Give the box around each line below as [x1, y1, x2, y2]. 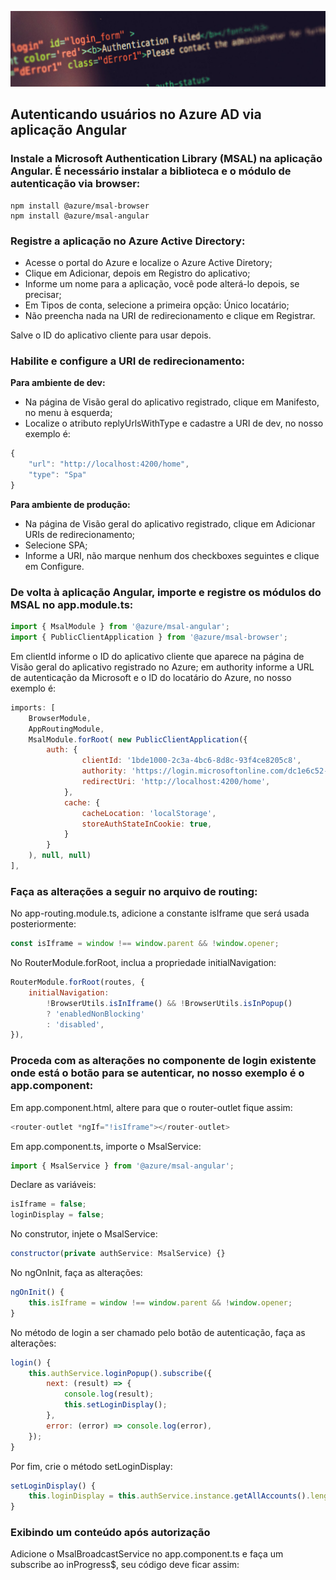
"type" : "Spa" [28, 470, 87, 480]
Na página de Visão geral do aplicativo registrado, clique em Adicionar [24, 517, 316, 530]
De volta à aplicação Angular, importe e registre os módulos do [10, 585, 322, 599]
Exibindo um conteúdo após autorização [10, 1526, 211, 1540]
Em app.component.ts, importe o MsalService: [10, 1140, 202, 1152]
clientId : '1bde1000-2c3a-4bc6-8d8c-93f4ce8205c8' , [81, 756, 302, 766]
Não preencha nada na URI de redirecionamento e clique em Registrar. [24, 310, 316, 322]
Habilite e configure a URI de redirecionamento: [10, 354, 245, 368]
